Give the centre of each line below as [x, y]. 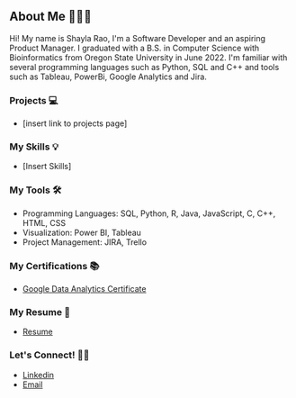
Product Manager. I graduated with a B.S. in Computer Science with [135, 48]
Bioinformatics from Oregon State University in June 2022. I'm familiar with [148, 57]
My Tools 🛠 [36, 190]
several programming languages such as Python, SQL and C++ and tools [144, 67]
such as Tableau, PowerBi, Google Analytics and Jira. [108, 77]
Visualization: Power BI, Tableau [82, 232]
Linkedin [38, 375]
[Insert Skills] [47, 167]
